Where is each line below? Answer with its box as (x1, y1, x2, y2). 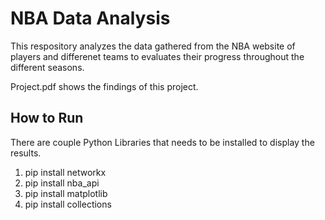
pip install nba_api (24, 177, 100, 189)
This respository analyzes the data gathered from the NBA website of (10, 40, 296, 52)
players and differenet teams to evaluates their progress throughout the (10, 50, 305, 62)
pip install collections (24, 198, 112, 210)
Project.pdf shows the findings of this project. (10, 80, 199, 92)
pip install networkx (24, 166, 107, 178)
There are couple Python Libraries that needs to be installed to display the (10, 136, 315, 148)
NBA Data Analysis (10, 7, 171, 30)
